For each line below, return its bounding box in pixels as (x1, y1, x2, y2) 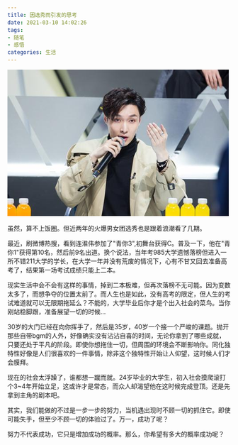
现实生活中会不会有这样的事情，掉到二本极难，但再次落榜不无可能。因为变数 (7, 281, 231, 289)
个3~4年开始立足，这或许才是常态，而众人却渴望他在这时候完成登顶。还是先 (7, 382, 230, 390)
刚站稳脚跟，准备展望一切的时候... (7, 307, 106, 316)
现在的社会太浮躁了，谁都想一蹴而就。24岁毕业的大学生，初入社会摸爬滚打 (7, 373, 227, 381)
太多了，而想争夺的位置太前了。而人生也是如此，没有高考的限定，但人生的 (7, 290, 225, 298)
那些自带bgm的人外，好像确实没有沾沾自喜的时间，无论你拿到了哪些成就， (7, 331, 225, 340)
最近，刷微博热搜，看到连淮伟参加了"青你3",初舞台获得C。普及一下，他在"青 (7, 239, 231, 248)
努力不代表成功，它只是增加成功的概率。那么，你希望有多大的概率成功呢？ (7, 430, 225, 438)
